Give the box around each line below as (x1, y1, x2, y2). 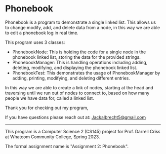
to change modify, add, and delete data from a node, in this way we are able (5, 24, 160, 30)
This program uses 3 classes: (5, 39, 65, 45)
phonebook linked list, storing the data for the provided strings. (12, 54, 141, 60)
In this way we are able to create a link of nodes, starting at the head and (5, 84, 154, 90)
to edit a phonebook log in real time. (5, 30, 79, 36)
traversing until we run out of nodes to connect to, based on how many (5, 90, 150, 96)
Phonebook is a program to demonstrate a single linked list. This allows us (5, 19, 156, 25)
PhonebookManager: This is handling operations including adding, (12, 59, 148, 65)
